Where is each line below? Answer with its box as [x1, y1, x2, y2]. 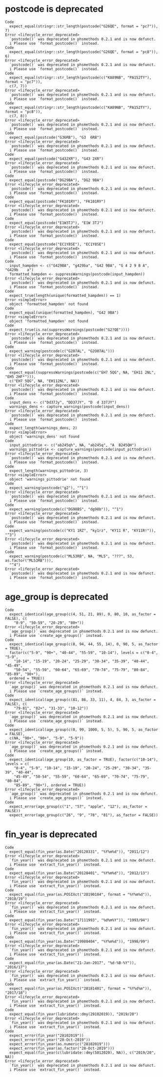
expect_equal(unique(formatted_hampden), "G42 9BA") [9, 310, 119, 315]
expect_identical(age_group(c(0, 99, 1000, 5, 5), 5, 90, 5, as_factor [9, 727, 159, 732]
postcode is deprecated [5, 3, 103, 15]
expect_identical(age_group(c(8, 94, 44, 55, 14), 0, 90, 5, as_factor [9, 641, 159, 647]
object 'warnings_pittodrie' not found [9, 477, 91, 482]
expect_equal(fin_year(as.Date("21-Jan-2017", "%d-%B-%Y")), [9, 960, 137, 965]
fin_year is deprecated [5, 829, 98, 840]
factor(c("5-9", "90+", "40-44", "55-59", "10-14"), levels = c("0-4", [9, 650, 159, 655]
